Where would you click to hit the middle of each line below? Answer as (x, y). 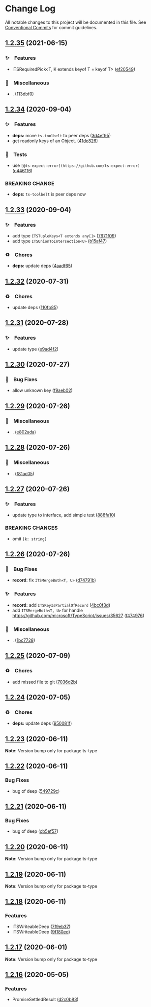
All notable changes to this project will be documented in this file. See (76, 22)
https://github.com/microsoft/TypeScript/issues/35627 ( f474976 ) (78, 616)
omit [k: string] (30, 539)
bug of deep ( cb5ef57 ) (35, 831)
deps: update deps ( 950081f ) (42, 723)
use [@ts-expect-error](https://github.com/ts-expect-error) (76, 165)
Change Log (30, 9)
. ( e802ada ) (24, 432)
